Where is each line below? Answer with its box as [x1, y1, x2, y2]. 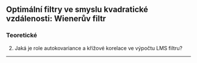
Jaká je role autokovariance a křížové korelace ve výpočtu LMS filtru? [14, 44, 183, 51]
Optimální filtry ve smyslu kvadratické [6, 5, 148, 15]
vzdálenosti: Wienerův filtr [6, 14, 107, 24]
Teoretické [6, 32, 38, 40]
